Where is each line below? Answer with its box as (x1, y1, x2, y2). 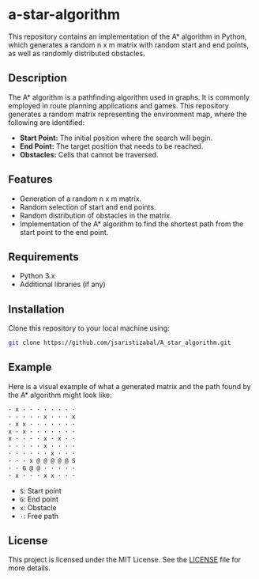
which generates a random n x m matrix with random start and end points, (8, 40, 250, 49)
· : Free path (19, 511, 59, 520)
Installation (8, 302, 65, 316)
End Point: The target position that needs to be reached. (19, 141, 204, 151)
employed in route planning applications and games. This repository (8, 100, 229, 110)
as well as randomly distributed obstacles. (8, 48, 145, 58)
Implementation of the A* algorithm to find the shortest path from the (19, 219, 244, 229)
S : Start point (19, 486, 62, 495)
